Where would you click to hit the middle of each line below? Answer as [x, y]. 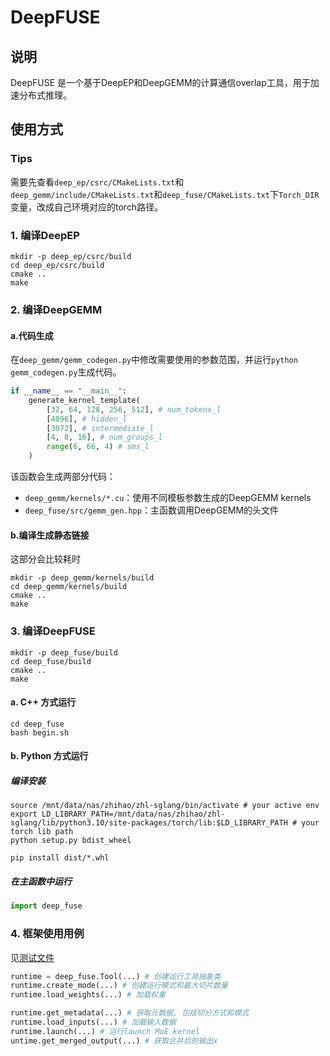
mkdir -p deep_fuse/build [64, 652]
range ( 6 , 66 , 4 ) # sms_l [98, 447]
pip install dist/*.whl [60, 858]
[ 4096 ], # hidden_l [87, 419]
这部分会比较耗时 [45, 559]
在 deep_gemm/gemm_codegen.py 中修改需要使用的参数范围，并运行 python [154, 360]
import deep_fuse [46, 906]
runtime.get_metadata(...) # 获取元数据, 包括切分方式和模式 [130, 1013]
